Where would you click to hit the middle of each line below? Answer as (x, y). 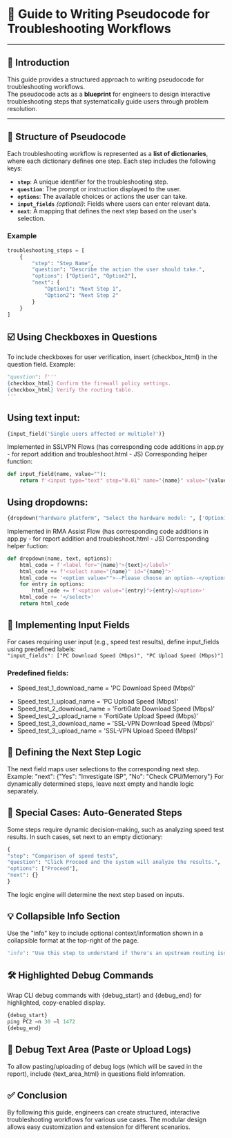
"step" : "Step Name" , (63, 263)
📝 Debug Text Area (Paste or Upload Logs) (99, 1050)
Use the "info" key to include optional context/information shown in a (105, 933)
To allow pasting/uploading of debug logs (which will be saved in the (105, 1066)
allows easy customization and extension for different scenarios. (99, 1127)
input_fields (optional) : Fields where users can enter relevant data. (114, 204)
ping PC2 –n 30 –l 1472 (41, 1022)
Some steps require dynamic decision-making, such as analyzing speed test (116, 829)
